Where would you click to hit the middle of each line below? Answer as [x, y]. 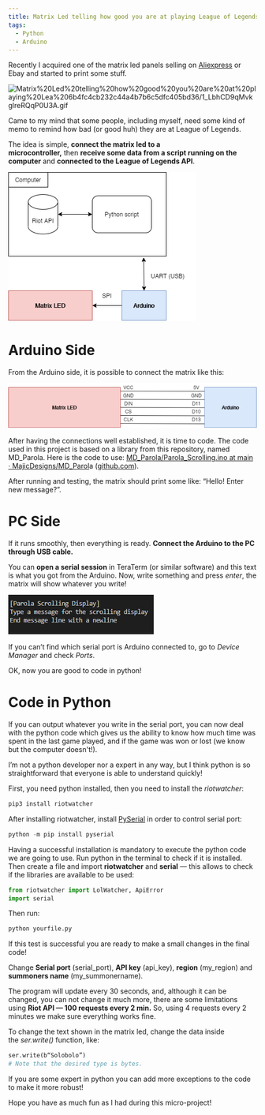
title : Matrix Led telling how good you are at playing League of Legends [134, 17]
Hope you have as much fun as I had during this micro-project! [110, 1103]
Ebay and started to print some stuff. [68, 73]
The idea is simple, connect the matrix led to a [84, 144]
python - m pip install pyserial [61, 834]
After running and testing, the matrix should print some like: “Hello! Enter [126, 481]
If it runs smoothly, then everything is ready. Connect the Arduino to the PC [131, 544]
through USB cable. [41, 552]
